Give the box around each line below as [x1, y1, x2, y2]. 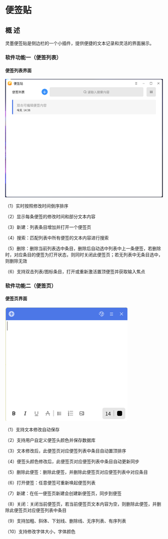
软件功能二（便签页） [5, 282, 56, 289]
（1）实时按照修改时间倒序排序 [5, 203, 68, 209]
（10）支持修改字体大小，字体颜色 [5, 528, 76, 534]
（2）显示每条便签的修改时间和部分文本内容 [5, 213, 96, 219]
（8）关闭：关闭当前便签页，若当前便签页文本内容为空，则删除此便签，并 [5, 501, 157, 507]
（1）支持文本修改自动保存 [5, 426, 60, 432]
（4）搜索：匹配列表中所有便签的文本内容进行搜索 [5, 235, 109, 241]
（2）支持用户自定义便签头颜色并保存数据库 [5, 437, 96, 443]
